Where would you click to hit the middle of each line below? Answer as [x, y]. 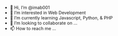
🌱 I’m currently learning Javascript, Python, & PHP [61, 18]
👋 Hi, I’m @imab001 [30, 8]
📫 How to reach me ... [33, 28]
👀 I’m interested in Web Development [48, 13]
